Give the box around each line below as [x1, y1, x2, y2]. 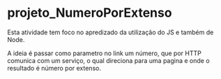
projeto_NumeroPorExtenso [7, 5, 172, 21]
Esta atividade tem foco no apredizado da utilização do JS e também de [7, 28, 214, 36]
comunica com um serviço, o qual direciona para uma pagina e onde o [7, 56, 211, 64]
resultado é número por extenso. [7, 64, 101, 72]
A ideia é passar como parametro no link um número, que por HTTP [7, 49, 202, 57]
